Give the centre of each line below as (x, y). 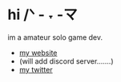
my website (38, 53)
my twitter (36, 69)
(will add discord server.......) (66, 61)
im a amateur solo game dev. (55, 37)
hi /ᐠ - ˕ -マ (42, 15)
